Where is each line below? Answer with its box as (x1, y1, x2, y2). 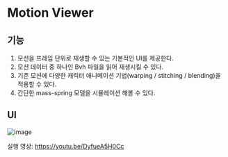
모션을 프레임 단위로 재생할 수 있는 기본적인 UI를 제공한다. (17, 54, 174, 62)
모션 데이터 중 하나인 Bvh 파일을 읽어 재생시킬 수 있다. (17, 63, 164, 71)
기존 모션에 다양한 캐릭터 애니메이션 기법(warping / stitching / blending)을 (17, 72, 221, 79)
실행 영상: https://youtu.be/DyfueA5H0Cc (7, 142, 124, 150)
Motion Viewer (7, 5, 94, 21)
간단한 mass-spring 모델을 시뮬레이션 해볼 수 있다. (17, 89, 156, 97)
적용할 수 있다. (17, 80, 57, 88)
